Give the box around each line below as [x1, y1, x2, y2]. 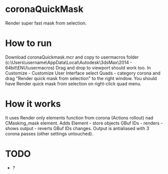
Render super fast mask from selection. [5, 20, 87, 26]
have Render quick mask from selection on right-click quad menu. [5, 80, 141, 86]
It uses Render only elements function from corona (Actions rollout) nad [5, 114, 153, 120]
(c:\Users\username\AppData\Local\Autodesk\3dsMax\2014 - [5, 59, 132, 65]
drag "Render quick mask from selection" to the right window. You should [5, 75, 157, 81]
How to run [5, 37, 52, 49]
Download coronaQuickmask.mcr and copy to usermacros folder [5, 54, 139, 60]
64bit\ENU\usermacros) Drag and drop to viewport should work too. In [5, 64, 151, 70]
